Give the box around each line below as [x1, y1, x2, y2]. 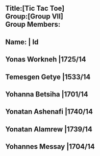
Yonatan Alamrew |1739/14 [5, 125, 93, 133]
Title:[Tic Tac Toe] [5, 4, 65, 13]
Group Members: [5, 20, 61, 29]
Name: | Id [5, 37, 39, 46]
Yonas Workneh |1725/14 [5, 55, 87, 64]
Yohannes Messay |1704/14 [5, 142, 95, 151]
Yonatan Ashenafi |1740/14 [5, 107, 93, 116]
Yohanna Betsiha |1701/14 [5, 90, 88, 99]
